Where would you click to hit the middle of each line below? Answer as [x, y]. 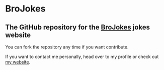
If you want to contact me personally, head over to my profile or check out [82, 56]
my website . [18, 62]
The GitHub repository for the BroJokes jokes [77, 27]
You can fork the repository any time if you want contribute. [67, 47]
